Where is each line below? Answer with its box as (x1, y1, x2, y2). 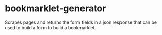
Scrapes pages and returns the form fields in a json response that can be (5, 19, 157, 25)
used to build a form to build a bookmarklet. (5, 24, 96, 30)
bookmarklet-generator (5, 3, 106, 14)
